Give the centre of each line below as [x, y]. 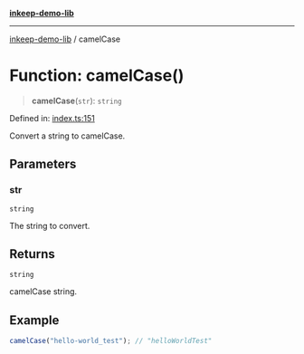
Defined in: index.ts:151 [52, 118]
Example [34, 320]
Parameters [43, 164]
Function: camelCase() [97, 76]
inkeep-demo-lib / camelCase [65, 39]
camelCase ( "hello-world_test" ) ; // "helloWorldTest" [111, 341]
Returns [33, 254]
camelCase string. [43, 292]
